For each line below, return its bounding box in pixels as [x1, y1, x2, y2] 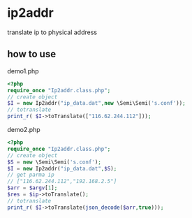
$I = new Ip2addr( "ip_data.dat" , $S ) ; [7, 165, 117, 172]
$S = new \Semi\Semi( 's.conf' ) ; [7, 159, 101, 166]
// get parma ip [7, 171, 54, 179]
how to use [7, 48, 57, 60]
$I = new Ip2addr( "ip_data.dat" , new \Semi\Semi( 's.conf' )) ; [7, 100, 186, 107]
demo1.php [7, 66, 40, 75]
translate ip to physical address [7, 28, 98, 36]
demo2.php [7, 126, 40, 133]
